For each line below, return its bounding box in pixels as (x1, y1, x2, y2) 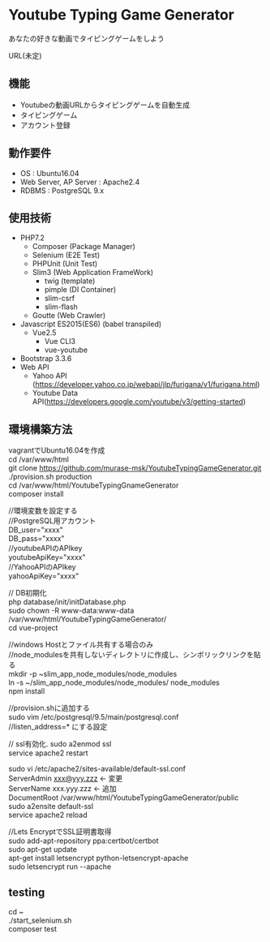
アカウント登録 (19, 120, 71, 130)
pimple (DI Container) (44, 285, 117, 295)
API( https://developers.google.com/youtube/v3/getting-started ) (32, 397, 246, 406)
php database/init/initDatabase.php (8, 597, 126, 607)
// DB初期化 (8, 588, 47, 598)
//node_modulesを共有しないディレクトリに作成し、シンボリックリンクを (8, 650, 254, 660)
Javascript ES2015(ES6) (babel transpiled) (19, 319, 162, 329)
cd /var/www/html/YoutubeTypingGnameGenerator (8, 480, 179, 490)
